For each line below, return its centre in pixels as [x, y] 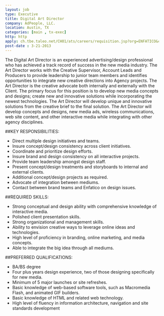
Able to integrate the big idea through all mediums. [63, 248]
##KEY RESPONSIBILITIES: [32, 131]
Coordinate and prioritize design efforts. [52, 151]
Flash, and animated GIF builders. [46, 293]
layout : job [17, 10]
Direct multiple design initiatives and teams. [56, 141]
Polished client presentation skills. [46, 217]
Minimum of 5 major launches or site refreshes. [60, 282]
